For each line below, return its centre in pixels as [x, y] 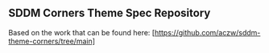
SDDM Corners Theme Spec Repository [110, 13]
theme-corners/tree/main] [52, 41]
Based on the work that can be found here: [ [82, 32]
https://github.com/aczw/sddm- [207, 32]
